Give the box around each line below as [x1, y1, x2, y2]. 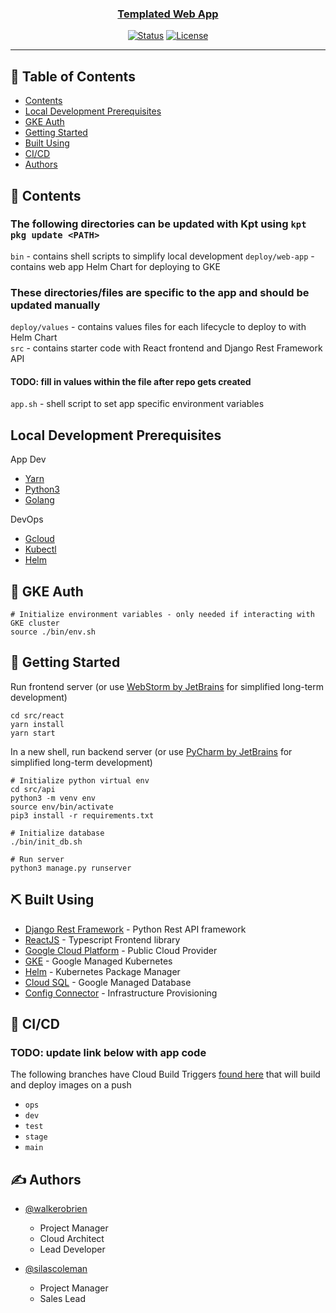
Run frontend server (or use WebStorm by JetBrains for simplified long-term [10, 680, 325, 692]
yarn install [10, 719, 65, 729]
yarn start [10, 728, 56, 738]
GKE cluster [10, 618, 60, 628]
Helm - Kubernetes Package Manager [24, 965, 181, 977]
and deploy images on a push [10, 1079, 132, 1091]
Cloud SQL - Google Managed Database [24, 976, 192, 988]
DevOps [10, 513, 44, 526]
